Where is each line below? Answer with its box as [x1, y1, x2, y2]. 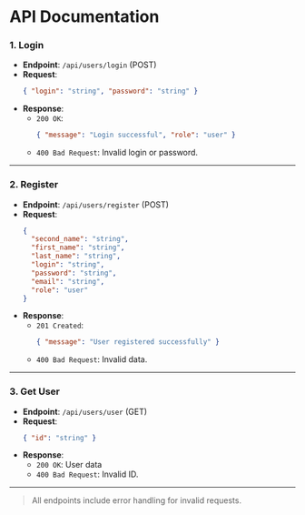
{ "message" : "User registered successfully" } [35, 338, 220, 347]
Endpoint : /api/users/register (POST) [22, 198, 170, 210]
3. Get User [9, 385, 61, 398]
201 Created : [35, 320, 84, 331]
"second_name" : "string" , [31, 235, 129, 244]
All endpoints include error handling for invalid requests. [31, 495, 242, 506]
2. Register [9, 178, 59, 191]
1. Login [9, 39, 44, 52]
